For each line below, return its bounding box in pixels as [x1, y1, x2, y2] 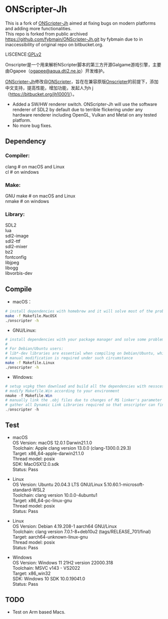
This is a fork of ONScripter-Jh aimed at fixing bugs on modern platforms [5, 20, 156, 26]
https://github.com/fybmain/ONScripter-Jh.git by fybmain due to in [5, 36, 143, 42]
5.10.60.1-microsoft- [103, 481, 144, 487]
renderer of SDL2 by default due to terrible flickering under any [12, 107, 143, 113]
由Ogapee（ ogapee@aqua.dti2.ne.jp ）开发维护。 [5, 68, 107, 74]
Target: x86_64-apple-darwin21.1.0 [12, 450, 84, 456]
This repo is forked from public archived [5, 31, 88, 37]
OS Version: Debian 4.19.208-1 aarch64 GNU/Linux [12, 523, 117, 529]
